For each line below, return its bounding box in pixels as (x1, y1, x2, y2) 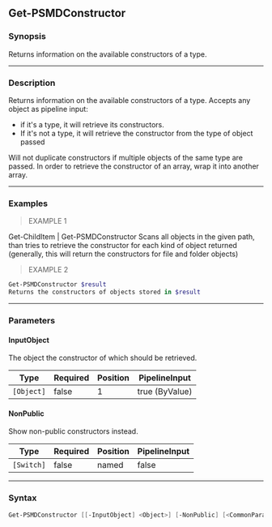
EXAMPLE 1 (28, 216, 67, 226)
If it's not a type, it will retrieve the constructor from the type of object (19, 128, 253, 138)
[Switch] (12, 461, 46, 469)
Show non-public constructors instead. (8, 426, 139, 436)
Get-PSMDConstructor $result (8, 281, 107, 289)
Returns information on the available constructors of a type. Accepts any (8, 95, 251, 105)
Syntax (8, 492, 37, 503)
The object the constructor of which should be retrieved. (8, 353, 198, 363)
